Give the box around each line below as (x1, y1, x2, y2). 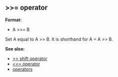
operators (12, 66, 33, 72)
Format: (5, 16, 22, 22)
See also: (5, 45, 25, 51)
